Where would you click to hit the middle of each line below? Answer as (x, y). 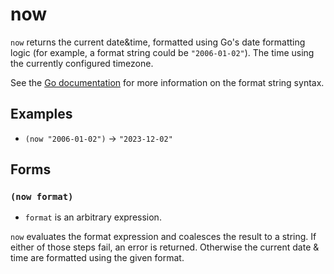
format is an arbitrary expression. (93, 217)
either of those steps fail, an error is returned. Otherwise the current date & (165, 247)
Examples (41, 114)
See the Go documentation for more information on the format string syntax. (167, 82)
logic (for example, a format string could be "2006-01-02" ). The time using (162, 52)
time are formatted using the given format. (97, 258)
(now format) (42, 197)
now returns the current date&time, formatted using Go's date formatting (158, 42)
